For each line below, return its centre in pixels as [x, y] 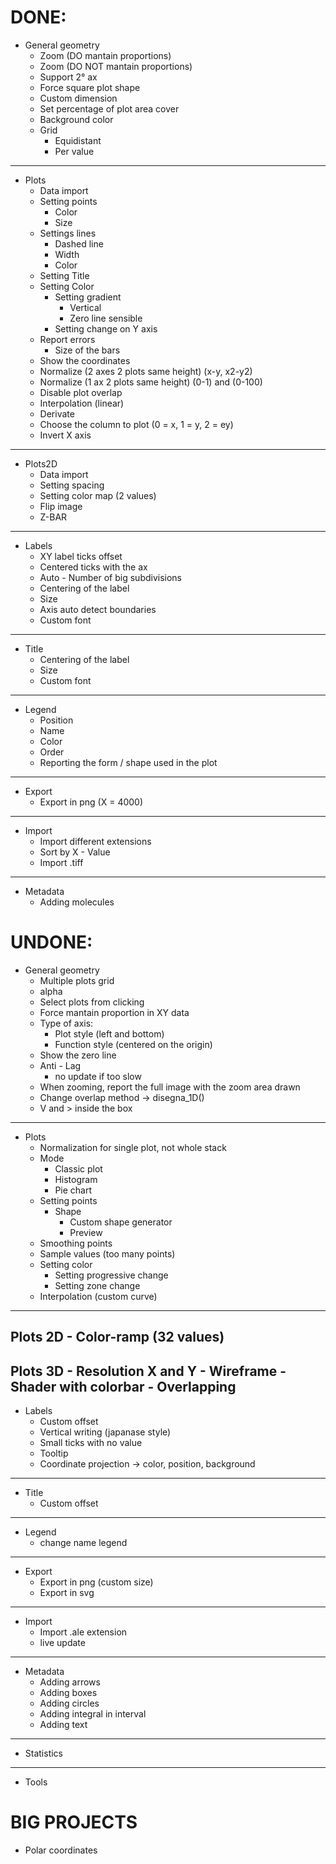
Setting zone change [97, 1285]
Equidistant [78, 140]
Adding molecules [77, 902]
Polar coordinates [61, 1850]
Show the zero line [78, 1055]
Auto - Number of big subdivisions [111, 577]
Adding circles [69, 1703]
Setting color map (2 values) [98, 495]
